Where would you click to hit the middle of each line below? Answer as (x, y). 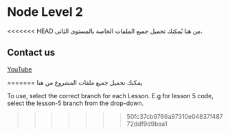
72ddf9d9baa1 (147, 124)
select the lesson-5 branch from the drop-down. (76, 103)
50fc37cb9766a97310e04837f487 (175, 116)
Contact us (31, 53)
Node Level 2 (45, 12)
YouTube (20, 69)
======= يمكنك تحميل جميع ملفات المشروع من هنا (75, 82)
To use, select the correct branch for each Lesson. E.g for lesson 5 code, (111, 96)
